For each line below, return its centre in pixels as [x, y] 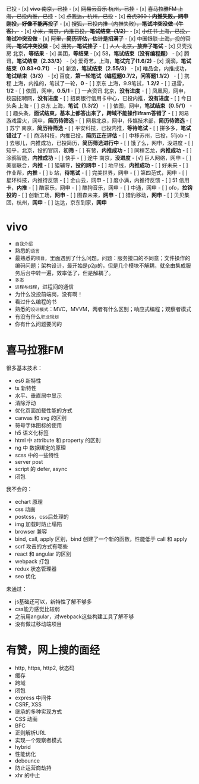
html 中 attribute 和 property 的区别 [58, 440]
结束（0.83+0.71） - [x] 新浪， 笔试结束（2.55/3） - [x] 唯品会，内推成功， [98, 68]
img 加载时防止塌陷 [38, 524]
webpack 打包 [32, 561]
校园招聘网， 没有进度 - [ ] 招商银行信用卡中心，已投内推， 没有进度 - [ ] [93, 98]
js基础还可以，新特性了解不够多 [53, 602]
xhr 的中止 [27, 775]
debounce [27, 760]
